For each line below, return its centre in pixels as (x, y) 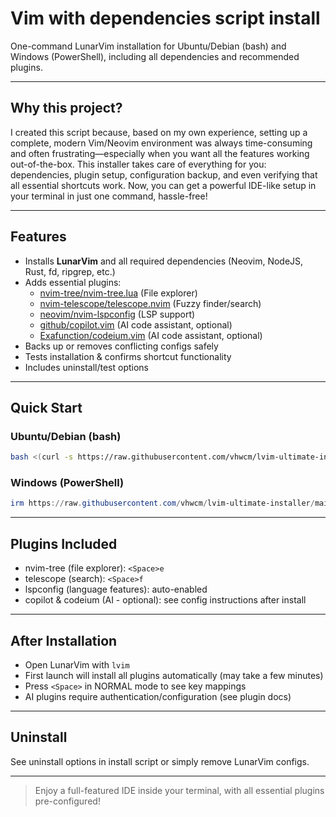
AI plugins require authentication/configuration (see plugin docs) (158, 696)
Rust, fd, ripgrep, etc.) (70, 271)
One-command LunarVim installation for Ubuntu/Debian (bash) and (148, 46)
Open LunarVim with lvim (77, 664)
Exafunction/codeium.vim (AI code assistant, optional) (151, 335)
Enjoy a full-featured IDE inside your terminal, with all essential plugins (179, 790)
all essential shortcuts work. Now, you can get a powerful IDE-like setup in (163, 185)
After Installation (64, 640)
